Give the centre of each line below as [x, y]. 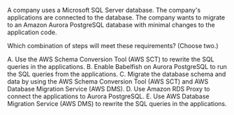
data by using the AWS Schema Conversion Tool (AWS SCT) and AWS [108, 82]
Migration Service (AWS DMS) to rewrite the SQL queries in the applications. [117, 103]
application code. [32, 32]
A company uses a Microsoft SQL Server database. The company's [104, 10]
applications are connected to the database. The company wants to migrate [116, 17]
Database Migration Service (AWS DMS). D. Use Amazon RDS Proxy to [109, 89]
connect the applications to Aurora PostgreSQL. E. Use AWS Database [108, 96]
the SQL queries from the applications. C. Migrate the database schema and [117, 74]
